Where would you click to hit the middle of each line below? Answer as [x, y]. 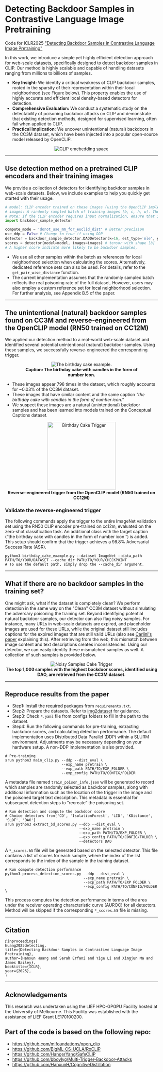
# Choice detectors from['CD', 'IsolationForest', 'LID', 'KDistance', [79, 816]
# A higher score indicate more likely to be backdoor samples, [71, 247]
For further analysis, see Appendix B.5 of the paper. [64, 293]
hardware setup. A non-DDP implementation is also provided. [73, 747]
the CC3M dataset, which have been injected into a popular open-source [85, 134]
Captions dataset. [30, 415]
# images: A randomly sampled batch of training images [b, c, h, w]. [78, 212]
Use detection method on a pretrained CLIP [72, 169]
